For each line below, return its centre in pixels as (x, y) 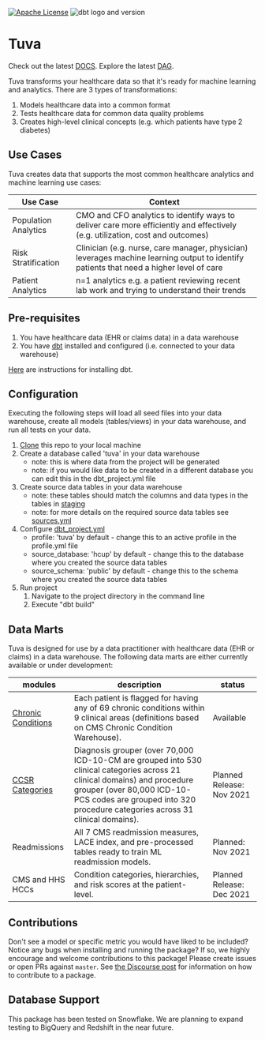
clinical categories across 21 (127, 770)
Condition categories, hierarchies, (136, 875)
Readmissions (38, 847)
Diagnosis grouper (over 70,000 (134, 750)
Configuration (43, 394)
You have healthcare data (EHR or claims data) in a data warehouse (129, 337)
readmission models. (112, 862)
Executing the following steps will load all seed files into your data (115, 413)
